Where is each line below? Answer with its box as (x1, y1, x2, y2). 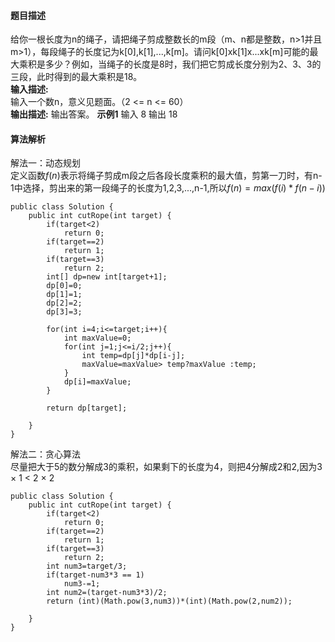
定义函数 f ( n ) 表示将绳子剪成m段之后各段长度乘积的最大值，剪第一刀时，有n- (10, 170, 323, 182)
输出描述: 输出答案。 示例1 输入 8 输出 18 (10, 108, 178, 120)
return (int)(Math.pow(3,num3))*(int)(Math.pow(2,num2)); (46, 596, 293, 607)
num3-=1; (63, 579, 101, 589)
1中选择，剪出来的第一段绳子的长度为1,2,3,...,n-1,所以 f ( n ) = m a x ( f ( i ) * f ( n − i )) (10, 182, 326, 194)
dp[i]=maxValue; (63, 377, 132, 387)
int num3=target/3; (46, 561, 128, 572)
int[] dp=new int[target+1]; (46, 272, 168, 282)
